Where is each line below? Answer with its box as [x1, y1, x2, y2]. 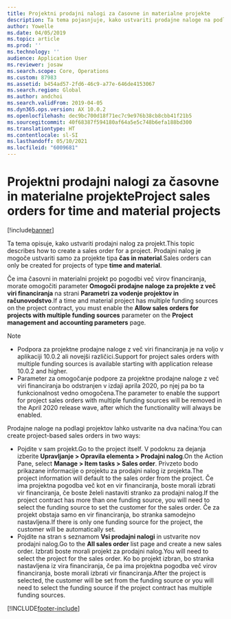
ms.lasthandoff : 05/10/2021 [7, 138, 88, 145]
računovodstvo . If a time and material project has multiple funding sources [7, 296, 219, 305]
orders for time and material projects [7, 204, 221, 219]
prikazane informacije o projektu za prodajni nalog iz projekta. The [16, 466, 203, 475]
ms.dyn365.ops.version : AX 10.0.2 [7, 106, 107, 113]
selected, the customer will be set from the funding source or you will [16, 576, 214, 585]
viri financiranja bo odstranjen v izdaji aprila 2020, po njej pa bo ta [16, 381, 205, 389]
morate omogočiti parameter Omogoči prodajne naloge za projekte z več [7, 281, 217, 290]
